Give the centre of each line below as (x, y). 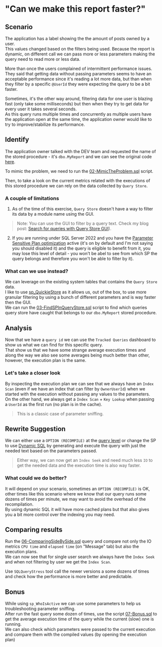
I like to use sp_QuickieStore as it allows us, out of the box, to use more (76, 292)
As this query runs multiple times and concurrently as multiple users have (78, 114)
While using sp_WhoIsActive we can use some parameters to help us (73, 604)
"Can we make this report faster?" (75, 9)
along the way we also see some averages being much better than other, (77, 355)
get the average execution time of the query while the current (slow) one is (80, 619)
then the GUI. (18, 303)
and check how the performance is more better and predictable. (69, 577)
